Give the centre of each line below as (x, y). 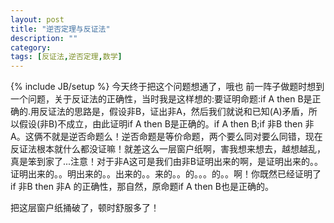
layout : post (37, 19)
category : (31, 47)
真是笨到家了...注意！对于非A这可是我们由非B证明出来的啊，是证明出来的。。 (166, 162)
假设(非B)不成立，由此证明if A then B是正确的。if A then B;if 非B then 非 (166, 124)
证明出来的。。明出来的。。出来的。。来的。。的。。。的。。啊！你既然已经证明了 (166, 174)
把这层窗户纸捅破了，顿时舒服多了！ (85, 208)
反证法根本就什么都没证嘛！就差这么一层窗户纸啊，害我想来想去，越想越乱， (168, 149)
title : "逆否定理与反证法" (60, 29)
